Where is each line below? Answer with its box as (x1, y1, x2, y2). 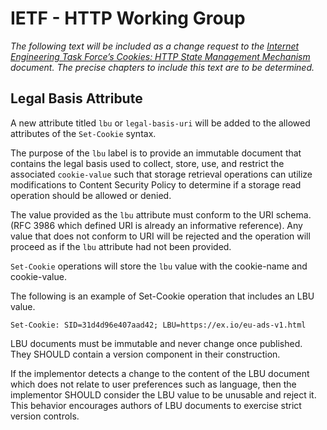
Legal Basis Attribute (10, 90, 143, 107)
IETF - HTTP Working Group (10, 7, 246, 30)
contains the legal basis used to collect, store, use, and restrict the (10, 157, 285, 169)
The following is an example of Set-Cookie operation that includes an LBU (10, 290, 315, 302)
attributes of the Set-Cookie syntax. (10, 127, 157, 139)
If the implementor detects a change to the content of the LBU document (10, 367, 310, 379)
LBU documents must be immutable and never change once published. (10, 337, 303, 349)
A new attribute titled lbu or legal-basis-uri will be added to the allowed (10, 117, 311, 129)
